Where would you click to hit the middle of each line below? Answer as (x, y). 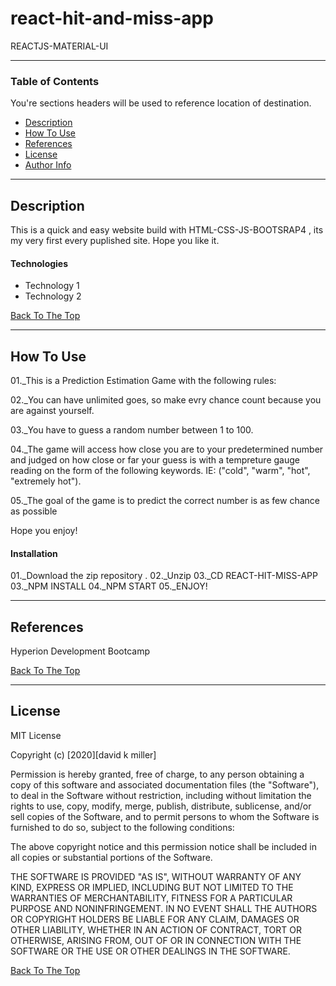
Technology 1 (52, 286)
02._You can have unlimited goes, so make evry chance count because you (166, 400)
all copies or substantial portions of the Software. (111, 857)
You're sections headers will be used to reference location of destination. (161, 103)
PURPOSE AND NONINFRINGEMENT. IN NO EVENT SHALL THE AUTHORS (164, 908)
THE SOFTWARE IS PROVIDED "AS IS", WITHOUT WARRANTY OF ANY (156, 876)
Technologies (39, 263)
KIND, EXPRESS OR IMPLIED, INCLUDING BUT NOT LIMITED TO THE (152, 887)
